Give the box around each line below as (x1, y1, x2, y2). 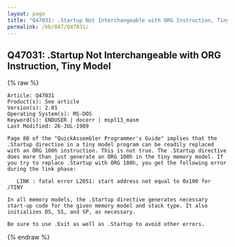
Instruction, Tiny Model (7, 60, 111, 72)
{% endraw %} (7, 233, 50, 241)
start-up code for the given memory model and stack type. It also (7, 202, 208, 210)
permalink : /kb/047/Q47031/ (7, 23, 90, 30)
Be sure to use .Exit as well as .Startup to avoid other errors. (7, 221, 205, 228)
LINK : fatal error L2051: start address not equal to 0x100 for (16, 178, 211, 185)
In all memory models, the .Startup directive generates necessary (7, 197, 208, 204)
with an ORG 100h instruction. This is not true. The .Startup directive (7, 148, 227, 155)
